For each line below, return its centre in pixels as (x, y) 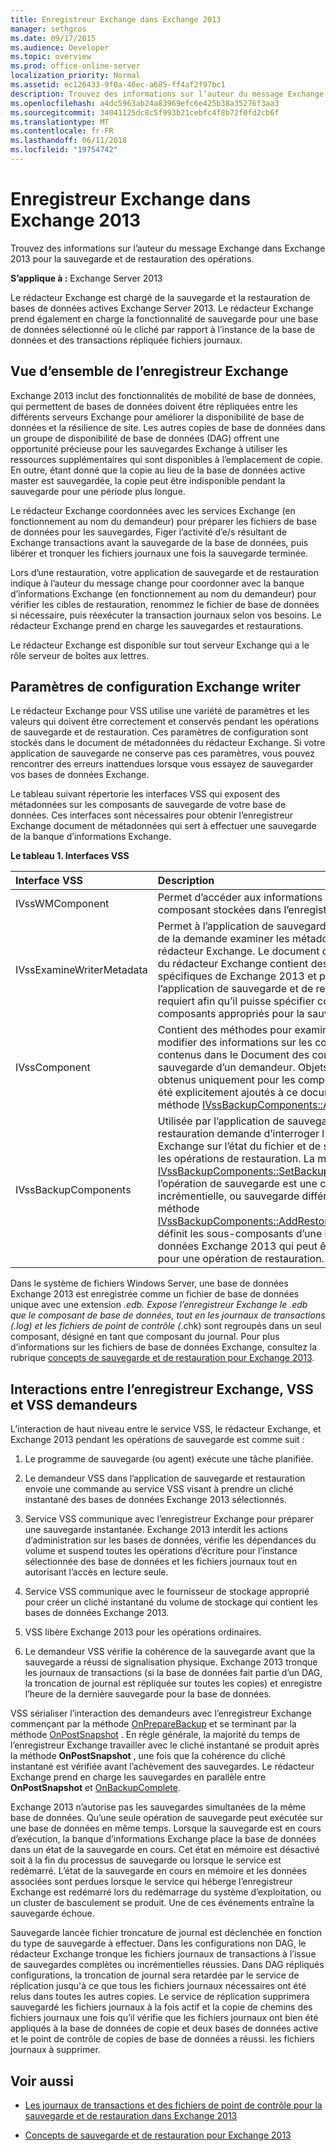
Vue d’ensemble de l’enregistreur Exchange (149, 371)
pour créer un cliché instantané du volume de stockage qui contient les (171, 1602)
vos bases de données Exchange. (80, 775)
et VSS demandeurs (74, 1404)
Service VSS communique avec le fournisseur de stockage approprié (167, 1592)
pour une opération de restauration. (241, 1259)
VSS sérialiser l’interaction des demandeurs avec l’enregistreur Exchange (161, 1713)
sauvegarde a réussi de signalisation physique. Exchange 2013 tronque (171, 1662)
